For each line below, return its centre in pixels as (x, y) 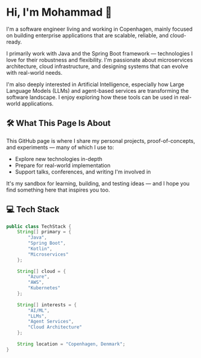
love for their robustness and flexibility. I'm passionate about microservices (100, 60)
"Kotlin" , (40, 249)
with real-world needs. (34, 72)
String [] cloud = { (42, 271)
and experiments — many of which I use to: (60, 147)
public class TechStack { (39, 226)
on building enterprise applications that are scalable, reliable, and (88, 35)
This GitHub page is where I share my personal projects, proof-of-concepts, (101, 140)
